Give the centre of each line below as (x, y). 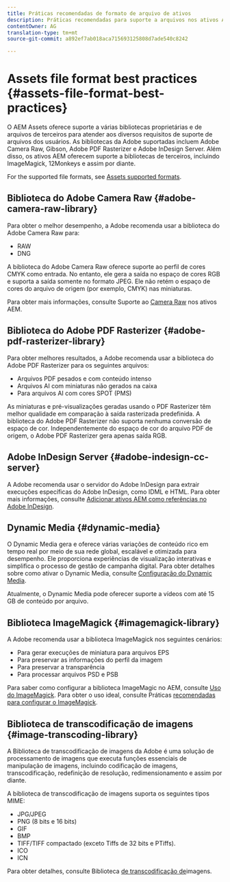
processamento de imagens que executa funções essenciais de (97, 758)
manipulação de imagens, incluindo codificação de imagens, (92, 765)
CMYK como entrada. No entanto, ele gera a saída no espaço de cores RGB (114, 274)
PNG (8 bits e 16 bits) (47, 821)
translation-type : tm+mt (42, 33)
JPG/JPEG (31, 814)
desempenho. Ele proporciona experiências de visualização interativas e (109, 559)
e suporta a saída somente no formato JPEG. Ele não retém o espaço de (109, 281)
